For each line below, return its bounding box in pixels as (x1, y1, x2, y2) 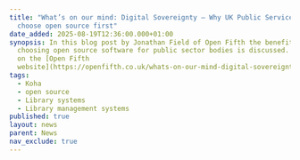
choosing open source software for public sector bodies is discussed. (17, 46, 290, 55)
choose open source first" (17, 21, 118, 30)
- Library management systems (17, 104, 129, 113)
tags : (9, 71, 29, 80)
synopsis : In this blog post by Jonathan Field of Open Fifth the (9, 37, 262, 47)
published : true (9, 112, 70, 121)
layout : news (9, 121, 58, 130)
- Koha (17, 79, 42, 88)
